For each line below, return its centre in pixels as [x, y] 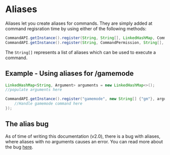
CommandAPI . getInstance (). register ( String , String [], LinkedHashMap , [80, 38]
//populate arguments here [34, 90]
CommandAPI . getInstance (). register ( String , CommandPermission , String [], [85, 42]
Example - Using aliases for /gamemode [70, 73]
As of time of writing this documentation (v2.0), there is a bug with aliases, [83, 136]
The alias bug [27, 124]
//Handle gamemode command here [48, 104]
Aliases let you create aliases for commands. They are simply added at [79, 23]
